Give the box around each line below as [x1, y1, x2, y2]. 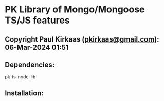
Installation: [5, 89, 44, 97]
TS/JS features [5, 14, 70, 26]
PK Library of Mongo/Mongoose [5, 4, 145, 15]
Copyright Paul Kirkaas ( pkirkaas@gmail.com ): [5, 35, 159, 44]
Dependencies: [5, 60, 55, 69]
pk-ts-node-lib [5, 74, 36, 80]
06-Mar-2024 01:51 [5, 43, 69, 52]
